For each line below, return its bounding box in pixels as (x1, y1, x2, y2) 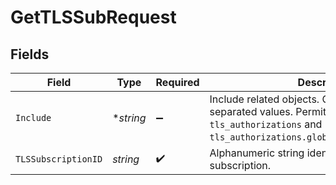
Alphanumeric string (209, 146, 305, 160)
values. (259, 105, 294, 118)
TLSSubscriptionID (15, 154, 103, 165)
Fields (10, 46, 50, 63)
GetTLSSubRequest (10, 6, 177, 29)
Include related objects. (209, 92, 320, 106)
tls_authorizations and (209, 117, 323, 131)
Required (155, 76, 200, 89)
